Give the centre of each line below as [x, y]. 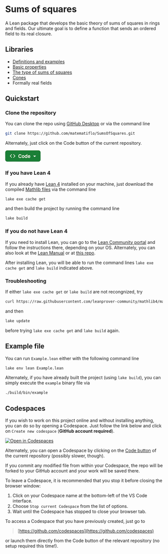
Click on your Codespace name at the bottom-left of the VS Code [80, 496]
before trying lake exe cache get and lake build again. [62, 330]
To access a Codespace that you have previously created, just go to [75, 521]
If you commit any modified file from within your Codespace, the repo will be [84, 466]
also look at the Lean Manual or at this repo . [50, 253]
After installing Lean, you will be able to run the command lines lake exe [79, 262]
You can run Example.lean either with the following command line [72, 358]
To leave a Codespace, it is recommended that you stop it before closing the [84, 481]
